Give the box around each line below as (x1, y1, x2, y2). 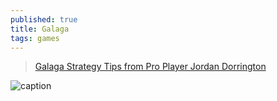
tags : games (10, 33, 60, 43)
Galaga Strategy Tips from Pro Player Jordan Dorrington (34, 61, 267, 73)
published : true (10, 14, 78, 25)
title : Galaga (10, 24, 70, 34)
